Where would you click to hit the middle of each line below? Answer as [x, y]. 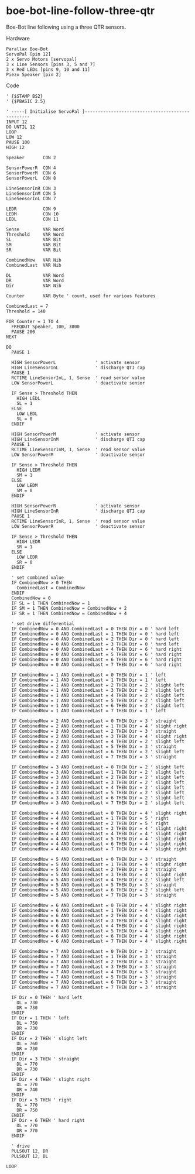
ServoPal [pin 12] [28, 54]
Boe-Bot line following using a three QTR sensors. [66, 27]
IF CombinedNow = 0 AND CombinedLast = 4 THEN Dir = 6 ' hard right [97, 649]
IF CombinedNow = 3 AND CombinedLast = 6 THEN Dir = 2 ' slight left [98, 798]
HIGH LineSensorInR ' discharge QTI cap [78, 511]
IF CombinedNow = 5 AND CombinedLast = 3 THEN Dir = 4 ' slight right [99, 874]
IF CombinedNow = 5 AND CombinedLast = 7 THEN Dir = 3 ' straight [94, 895]
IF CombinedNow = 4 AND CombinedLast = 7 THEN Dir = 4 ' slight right [99, 849]
